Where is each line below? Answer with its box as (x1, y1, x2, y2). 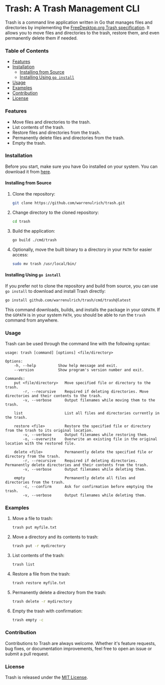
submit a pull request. (5, 650, 49, 657)
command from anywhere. (5, 317, 59, 323)
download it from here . (5, 168, 52, 174)
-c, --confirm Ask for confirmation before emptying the (23, 484, 153, 489)
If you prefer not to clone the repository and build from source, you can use (5, 282, 159, 289)
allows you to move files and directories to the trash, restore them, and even (5, 30, 160, 36)
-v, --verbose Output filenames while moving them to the (23, 398, 155, 403)
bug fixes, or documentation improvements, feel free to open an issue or (5, 645, 152, 651)
